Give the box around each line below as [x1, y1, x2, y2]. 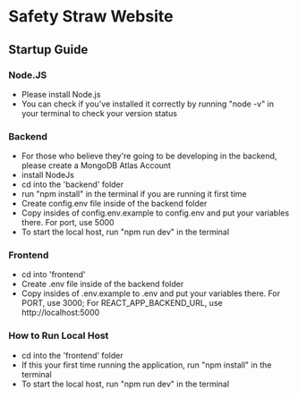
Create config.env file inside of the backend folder [21, 199, 208, 209]
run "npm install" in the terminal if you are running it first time [21, 189, 247, 199]
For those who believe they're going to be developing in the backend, [21, 150, 277, 162]
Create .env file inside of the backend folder [21, 279, 184, 290]
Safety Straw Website [8, 6, 174, 27]
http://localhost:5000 [21, 307, 100, 318]
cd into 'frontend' [21, 269, 86, 280]
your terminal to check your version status [21, 107, 178, 118]
